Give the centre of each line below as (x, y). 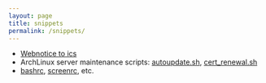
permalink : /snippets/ (47, 31)
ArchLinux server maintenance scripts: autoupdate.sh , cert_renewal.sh (139, 62)
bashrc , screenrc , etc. (57, 71)
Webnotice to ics (48, 54)
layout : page (31, 16)
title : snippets (36, 23)
